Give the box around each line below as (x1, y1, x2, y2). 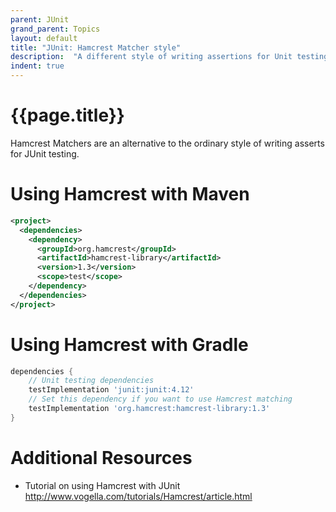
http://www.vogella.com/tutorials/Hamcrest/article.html (24, 490, 253, 502)
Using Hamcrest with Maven (10, 183, 250, 206)
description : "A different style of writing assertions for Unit (10, 52, 293, 62)
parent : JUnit (10, 14, 70, 25)
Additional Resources (10, 447, 193, 469)
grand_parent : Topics (10, 24, 101, 34)
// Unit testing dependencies (28, 376, 155, 386)
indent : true (10, 61, 65, 71)
